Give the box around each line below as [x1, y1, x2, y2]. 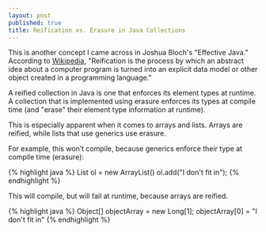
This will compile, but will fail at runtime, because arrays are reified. [8, 191, 228, 201]
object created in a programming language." [8, 73, 152, 83]
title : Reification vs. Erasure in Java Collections [8, 26, 186, 34]
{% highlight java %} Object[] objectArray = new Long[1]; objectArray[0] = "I [8, 207, 257, 216]
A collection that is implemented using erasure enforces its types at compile [8, 96, 256, 107]
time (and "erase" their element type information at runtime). [8, 105, 206, 114]
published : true [8, 19, 62, 27]
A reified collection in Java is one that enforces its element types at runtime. [8, 88, 256, 98]
